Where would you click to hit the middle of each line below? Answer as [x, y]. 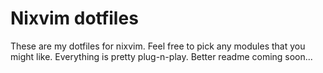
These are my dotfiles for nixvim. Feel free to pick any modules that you [158, 46]
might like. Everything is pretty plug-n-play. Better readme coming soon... [161, 56]
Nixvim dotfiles [74, 18]
